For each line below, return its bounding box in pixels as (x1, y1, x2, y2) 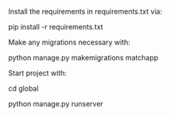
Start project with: (8, 68, 68, 78)
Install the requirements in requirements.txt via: (8, 7, 163, 16)
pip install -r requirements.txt (8, 22, 103, 31)
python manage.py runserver (8, 99, 103, 108)
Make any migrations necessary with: (8, 37, 131, 47)
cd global (8, 83, 39, 93)
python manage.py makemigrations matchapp (8, 53, 159, 62)
